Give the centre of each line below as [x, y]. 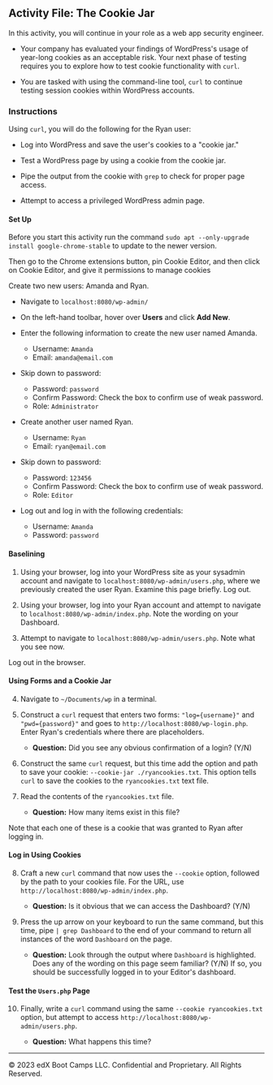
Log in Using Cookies [45, 855]
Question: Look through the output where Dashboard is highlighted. [144, 954]
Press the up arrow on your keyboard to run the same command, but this [142, 922]
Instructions [33, 111]
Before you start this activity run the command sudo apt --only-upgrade [129, 237]
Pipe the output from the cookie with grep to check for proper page [132, 176]
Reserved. [26, 1074]
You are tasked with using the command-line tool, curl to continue [131, 81]
